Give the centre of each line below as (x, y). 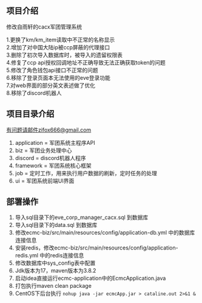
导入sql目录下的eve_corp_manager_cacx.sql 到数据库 (82, 217)
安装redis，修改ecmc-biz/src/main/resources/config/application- (96, 248)
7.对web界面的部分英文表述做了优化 (51, 85)
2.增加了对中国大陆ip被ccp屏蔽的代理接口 (58, 47)
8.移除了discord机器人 (34, 92)
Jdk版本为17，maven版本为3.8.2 (56, 271)
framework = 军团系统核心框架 (53, 165)
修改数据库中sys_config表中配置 (55, 263)
